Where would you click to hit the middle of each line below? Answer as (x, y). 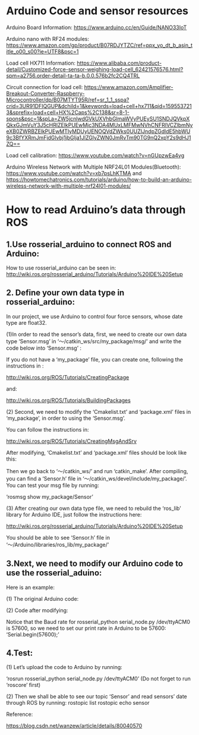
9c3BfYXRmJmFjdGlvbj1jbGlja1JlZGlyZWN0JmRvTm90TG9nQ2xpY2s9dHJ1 (99, 137)
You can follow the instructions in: (48, 429)
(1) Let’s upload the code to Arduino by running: (64, 667)
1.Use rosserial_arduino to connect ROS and (89, 244)
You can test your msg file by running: (53, 485)
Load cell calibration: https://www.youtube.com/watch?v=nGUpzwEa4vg (95, 155)
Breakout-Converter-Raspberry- (45, 93)
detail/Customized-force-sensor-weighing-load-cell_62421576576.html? (95, 69)
